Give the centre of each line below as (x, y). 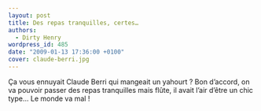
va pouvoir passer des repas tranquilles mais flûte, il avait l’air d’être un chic (131, 90)
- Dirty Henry (38, 37)
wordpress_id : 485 (38, 45)
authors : (22, 30)
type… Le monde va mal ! (49, 98)
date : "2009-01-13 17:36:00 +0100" (66, 52)
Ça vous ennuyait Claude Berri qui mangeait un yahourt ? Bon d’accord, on (129, 81)
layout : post (29, 15)
